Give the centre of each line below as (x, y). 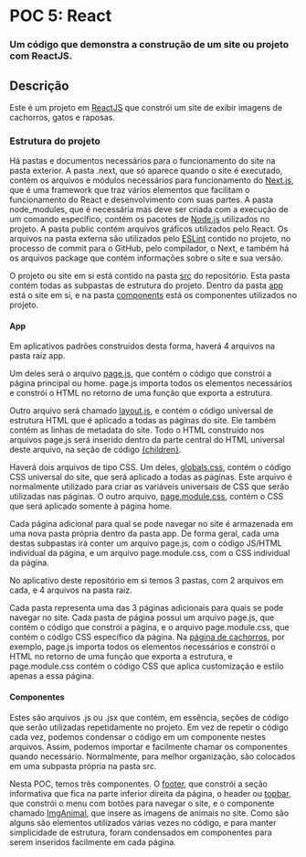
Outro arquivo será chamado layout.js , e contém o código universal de (142, 411)
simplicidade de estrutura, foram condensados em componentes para (141, 832)
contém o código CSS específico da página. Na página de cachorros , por (147, 637)
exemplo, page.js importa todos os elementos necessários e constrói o (142, 647)
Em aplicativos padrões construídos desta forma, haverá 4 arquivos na (142, 346)
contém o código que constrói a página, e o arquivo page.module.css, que (149, 627)
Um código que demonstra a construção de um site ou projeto (149, 45)
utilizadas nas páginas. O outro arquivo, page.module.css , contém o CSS (147, 497)
